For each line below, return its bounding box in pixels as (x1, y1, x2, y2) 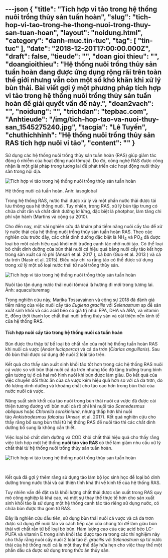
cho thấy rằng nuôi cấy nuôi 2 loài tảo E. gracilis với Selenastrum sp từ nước (5, 536, 162, 542)
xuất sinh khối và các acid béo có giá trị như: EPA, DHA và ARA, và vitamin (5, 307, 159, 313)
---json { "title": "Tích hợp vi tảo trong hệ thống (5, 5, 157, 14)
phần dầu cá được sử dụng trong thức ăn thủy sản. (5, 547, 110, 553)
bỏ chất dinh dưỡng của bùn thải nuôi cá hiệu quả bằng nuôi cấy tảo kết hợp (5, 246, 163, 252)
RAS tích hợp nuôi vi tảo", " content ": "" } (5, 139, 135, 148)
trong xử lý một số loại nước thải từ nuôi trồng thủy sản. (5, 262, 119, 268)
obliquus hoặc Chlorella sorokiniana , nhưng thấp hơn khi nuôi (5, 408, 132, 414)
